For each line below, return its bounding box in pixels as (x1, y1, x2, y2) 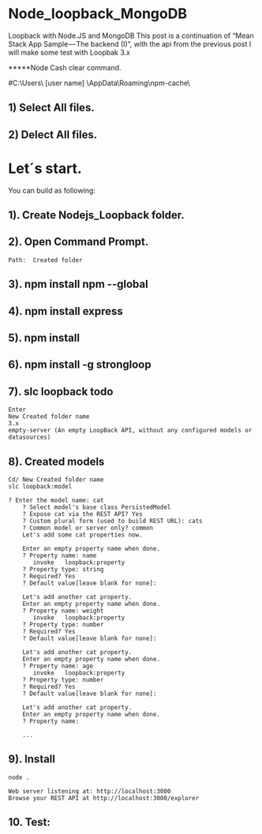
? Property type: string (22, 566, 104, 574)
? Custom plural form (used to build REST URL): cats (22, 518, 203, 525)
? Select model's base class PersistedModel (22, 503, 171, 511)
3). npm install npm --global (8, 278, 148, 291)
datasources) (8, 433, 51, 442)
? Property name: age (22, 662, 93, 671)
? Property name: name (22, 552, 97, 560)
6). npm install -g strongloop (8, 358, 152, 372)
